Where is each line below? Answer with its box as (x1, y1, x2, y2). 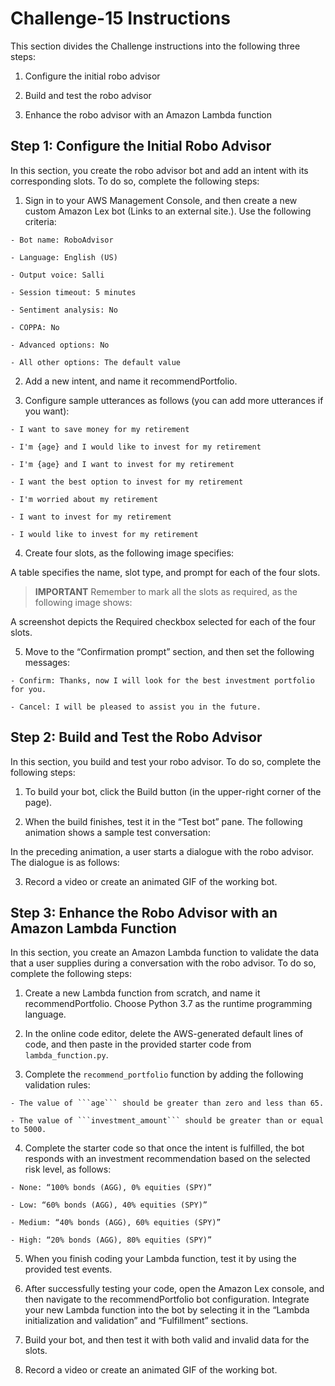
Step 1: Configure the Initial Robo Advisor (10, 138, 272, 155)
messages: (24, 656, 71, 668)
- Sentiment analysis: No (10, 305, 118, 315)
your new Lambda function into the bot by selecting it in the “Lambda (24, 1304, 310, 1316)
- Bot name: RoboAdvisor (10, 235, 114, 245)
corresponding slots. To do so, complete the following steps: (10, 175, 260, 187)
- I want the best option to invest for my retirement (10, 477, 244, 487)
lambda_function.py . (24, 1049, 109, 1061)
